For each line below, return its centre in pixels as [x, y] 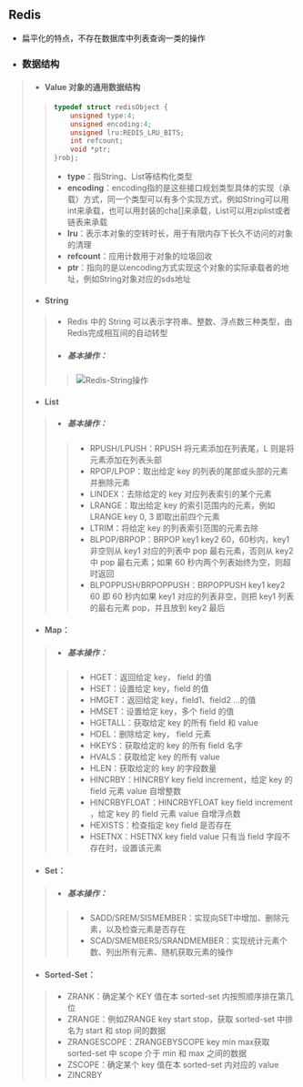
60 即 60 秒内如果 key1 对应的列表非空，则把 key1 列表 [192, 596]
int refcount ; [97, 141]
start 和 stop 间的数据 [125, 1031]
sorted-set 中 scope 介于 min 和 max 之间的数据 [157, 1053]
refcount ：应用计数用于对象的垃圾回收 [140, 256]
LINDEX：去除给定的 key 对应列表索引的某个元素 [181, 493]
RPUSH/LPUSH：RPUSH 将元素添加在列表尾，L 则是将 [192, 448]
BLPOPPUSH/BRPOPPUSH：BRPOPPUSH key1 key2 [187, 584]
